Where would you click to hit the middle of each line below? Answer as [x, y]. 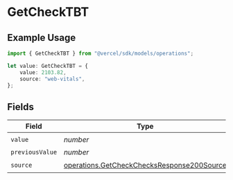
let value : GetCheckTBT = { [48, 66]
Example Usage [42, 38]
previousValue [34, 152]
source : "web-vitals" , [52, 79]
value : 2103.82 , [43, 72]
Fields [21, 107]
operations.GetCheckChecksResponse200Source [145, 165]
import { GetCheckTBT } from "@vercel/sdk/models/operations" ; [101, 53]
